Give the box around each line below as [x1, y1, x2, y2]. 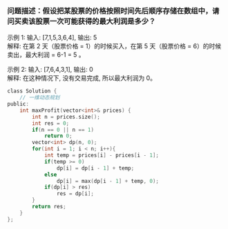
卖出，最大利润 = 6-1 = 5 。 [7, 50, 85, 59]
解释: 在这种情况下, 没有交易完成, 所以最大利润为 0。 [7, 74, 157, 82]
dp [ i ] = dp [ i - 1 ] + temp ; [56, 164, 135, 172]
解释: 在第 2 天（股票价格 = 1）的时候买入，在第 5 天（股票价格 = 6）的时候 [7, 42, 222, 50]
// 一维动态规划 [19, 94, 60, 101]
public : [7, 101, 30, 108]
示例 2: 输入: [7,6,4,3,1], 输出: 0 [7, 66, 93, 74]
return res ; [32, 203, 67, 210]
